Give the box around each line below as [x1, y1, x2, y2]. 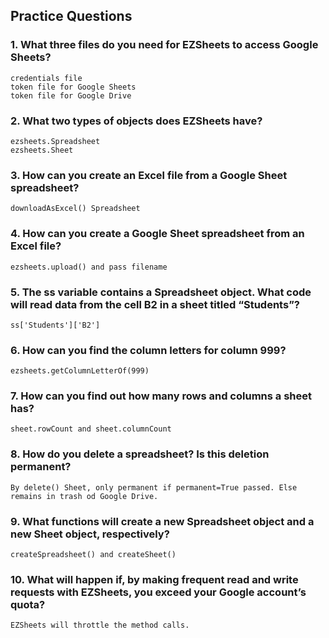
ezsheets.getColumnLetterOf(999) [10, 366, 150, 376]
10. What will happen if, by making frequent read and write [10, 572, 299, 586]
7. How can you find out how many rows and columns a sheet [10, 389, 312, 403]
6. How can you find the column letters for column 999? [10, 343, 287, 357]
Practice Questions [10, 8, 133, 25]
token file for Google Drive [10, 90, 132, 101]
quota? [10, 597, 46, 611]
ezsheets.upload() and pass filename [10, 262, 168, 272]
